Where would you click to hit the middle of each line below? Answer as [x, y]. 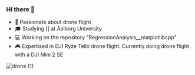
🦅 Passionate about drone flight [53, 22]
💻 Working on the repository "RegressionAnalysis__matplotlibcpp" [95, 37]
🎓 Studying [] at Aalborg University [58, 29]
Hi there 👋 [21, 9]
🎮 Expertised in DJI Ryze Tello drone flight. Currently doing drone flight [102, 46]
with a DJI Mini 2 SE [39, 54]
